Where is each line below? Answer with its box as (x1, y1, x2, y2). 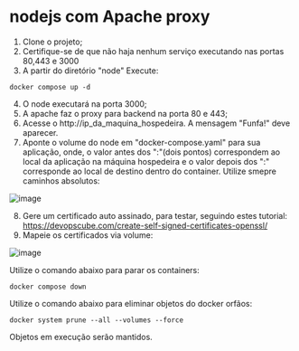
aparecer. (22, 127, 59, 138)
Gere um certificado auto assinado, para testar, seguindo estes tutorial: (22, 210, 287, 221)
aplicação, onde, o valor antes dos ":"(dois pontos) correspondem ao (22, 147, 281, 157)
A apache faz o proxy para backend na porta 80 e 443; (22, 108, 229, 119)
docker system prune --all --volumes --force (9, 315, 183, 325)
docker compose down (9, 282, 88, 291)
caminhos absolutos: (22, 175, 100, 186)
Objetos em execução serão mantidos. (9, 331, 154, 342)
